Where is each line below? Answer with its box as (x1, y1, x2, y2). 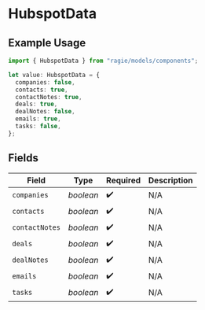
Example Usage (8, 36, 86, 50)
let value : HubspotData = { (8, 71, 101, 79)
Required (105, 175, 141, 186)
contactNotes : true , (15, 93, 82, 101)
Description (148, 175, 193, 186)
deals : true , (15, 100, 58, 109)
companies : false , (15, 78, 76, 87)
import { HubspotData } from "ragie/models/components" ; (8, 57, 199, 65)
